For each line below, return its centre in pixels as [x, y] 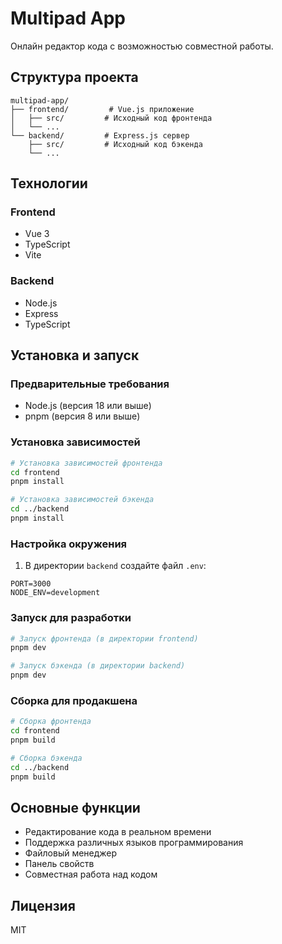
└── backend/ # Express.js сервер [100, 135]
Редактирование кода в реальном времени [118, 832]
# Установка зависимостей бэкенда [82, 500]
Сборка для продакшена [74, 700]
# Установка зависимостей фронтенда [86, 463]
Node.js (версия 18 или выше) [88, 406]
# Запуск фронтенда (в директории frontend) [104, 638]
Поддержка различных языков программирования [134, 843]
